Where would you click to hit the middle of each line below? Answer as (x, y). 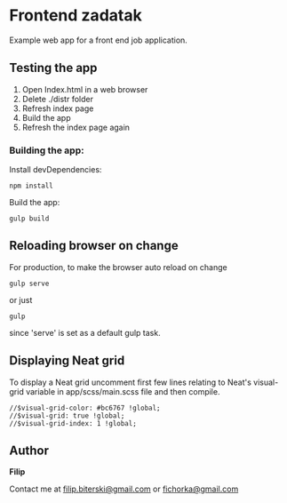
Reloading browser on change (94, 246)
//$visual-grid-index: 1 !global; (73, 423)
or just (21, 299)
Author (29, 451)
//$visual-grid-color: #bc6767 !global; (85, 408)
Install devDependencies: (56, 170)
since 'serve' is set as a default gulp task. (85, 332)
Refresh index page (58, 108)
